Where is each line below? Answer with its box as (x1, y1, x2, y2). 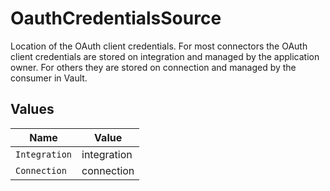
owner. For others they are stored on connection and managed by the (10, 61, 297, 73)
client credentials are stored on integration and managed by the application (10, 50, 320, 62)
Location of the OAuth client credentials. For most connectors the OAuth (10, 40, 308, 52)
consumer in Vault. (10, 72, 88, 84)
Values (10, 101, 55, 118)
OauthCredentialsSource (10, 7, 222, 30)
